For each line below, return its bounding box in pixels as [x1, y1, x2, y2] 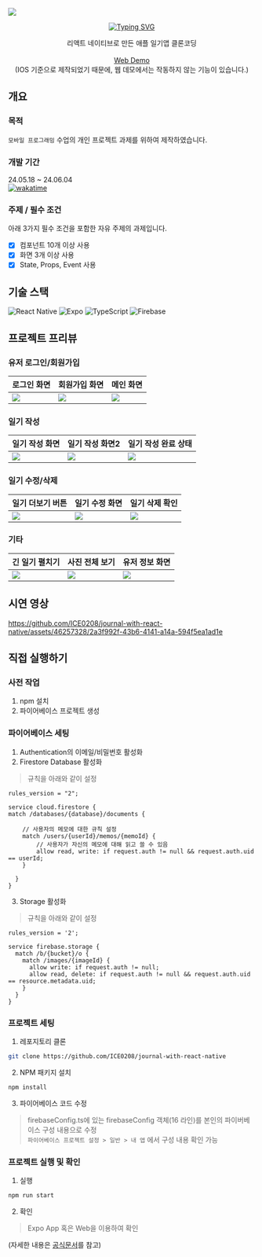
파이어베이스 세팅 [8, 728, 70, 739]
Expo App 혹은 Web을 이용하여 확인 [27, 1223, 139, 1233]
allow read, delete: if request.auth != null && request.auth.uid [28, 970, 251, 978]
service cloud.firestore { [8, 803, 96, 811]
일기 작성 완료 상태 [128, 439, 192, 450]
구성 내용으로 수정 [42, 1125, 97, 1134]
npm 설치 [19, 696, 49, 706]
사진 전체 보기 [67, 557, 115, 568]
